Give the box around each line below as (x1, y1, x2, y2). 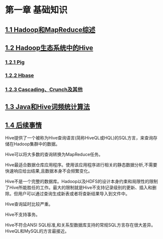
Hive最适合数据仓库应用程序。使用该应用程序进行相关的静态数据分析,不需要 (5, 161, 158, 167)
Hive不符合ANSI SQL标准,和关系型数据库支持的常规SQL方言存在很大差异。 (5, 222, 156, 228)
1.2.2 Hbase (5, 72, 34, 79)
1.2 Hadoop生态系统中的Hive (5, 44, 93, 52)
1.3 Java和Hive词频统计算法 (5, 103, 90, 111)
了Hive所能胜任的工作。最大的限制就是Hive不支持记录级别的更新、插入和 (5, 185, 153, 190)
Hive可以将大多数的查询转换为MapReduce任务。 (5, 151, 103, 157)
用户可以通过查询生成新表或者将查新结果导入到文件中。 (18, 190, 130, 196)
